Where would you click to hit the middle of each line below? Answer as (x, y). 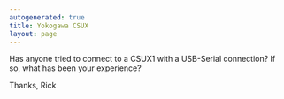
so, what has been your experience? (75, 68)
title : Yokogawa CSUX (49, 26)
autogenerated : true (47, 17)
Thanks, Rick (33, 86)
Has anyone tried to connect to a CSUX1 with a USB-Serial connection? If (142, 59)
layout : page (33, 34)
